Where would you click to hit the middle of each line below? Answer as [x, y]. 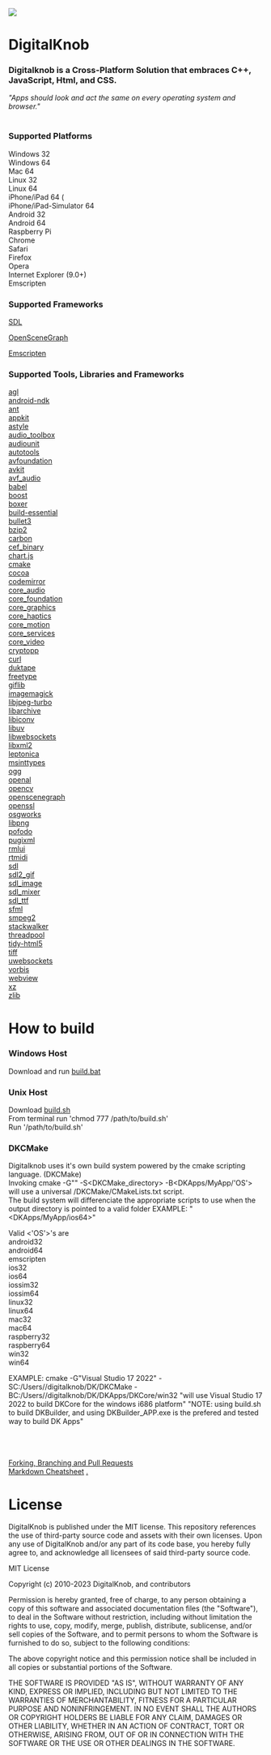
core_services [32, 634]
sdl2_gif [21, 875]
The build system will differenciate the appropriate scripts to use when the [132, 1200]
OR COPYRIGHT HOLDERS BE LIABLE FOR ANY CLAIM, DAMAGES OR [125, 1718]
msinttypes [27, 763]
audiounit [24, 444]
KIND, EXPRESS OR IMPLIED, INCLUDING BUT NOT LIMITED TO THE [123, 1692]
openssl [21, 806]
